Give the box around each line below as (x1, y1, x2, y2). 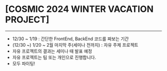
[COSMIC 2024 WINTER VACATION (5, 3, 154, 15)
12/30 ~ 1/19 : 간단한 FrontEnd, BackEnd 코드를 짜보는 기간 (12, 36, 129, 42)
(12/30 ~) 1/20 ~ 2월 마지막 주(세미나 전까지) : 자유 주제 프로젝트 (12, 42, 139, 48)
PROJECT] (5, 14, 50, 25)
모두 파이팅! (12, 61, 36, 67)
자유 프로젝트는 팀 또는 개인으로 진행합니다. (12, 54, 96, 60)
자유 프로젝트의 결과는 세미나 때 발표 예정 (12, 48, 92, 54)
